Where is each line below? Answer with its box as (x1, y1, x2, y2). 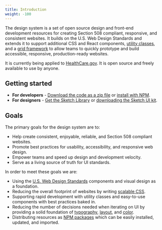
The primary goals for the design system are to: (5, 124, 100, 130)
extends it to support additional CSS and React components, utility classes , (5, 40, 155, 46)
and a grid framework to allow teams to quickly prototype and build (5, 46, 139, 51)
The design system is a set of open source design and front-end (5, 25, 134, 31)
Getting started (5, 79, 52, 87)
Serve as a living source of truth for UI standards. (12, 160, 111, 165)
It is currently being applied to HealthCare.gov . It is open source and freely (5, 60, 154, 66)
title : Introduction (5, 7, 47, 12)
